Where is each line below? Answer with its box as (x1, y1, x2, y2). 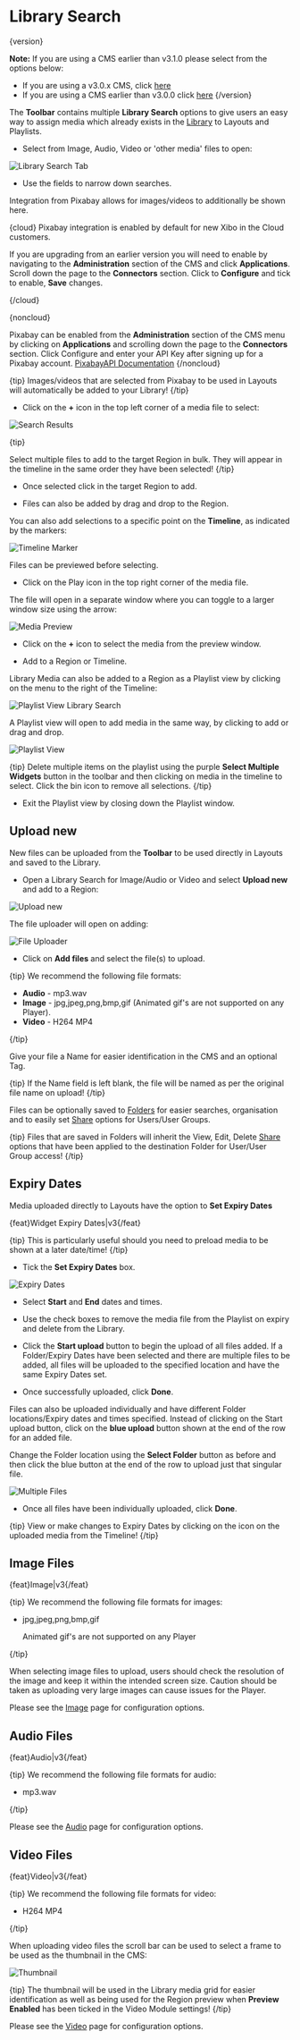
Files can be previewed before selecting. (9, 559, 159, 570)
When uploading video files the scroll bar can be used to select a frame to (9, 1941, 281, 1951)
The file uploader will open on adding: (9, 918, 149, 929)
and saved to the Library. (9, 857, 101, 868)
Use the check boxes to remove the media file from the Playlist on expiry (21, 1313, 290, 1325)
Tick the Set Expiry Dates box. (21, 1261, 136, 1272)
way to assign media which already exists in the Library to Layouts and (9, 116, 270, 127)
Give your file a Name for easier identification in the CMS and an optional (9, 1051, 278, 1062)
